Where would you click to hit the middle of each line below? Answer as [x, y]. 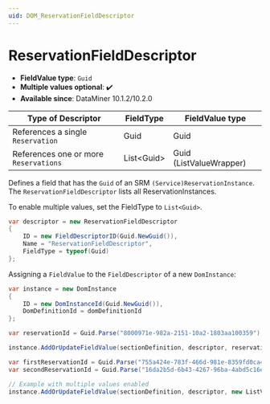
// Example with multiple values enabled [79, 384]
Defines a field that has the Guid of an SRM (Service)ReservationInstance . [131, 182]
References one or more [58, 153]
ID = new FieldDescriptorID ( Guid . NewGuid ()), [100, 237]
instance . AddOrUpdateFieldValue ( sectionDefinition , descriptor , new [125, 392]
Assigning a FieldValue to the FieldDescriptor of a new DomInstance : [122, 274]
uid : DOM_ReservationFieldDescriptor [72, 16]
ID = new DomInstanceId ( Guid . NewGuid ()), [93, 304]
